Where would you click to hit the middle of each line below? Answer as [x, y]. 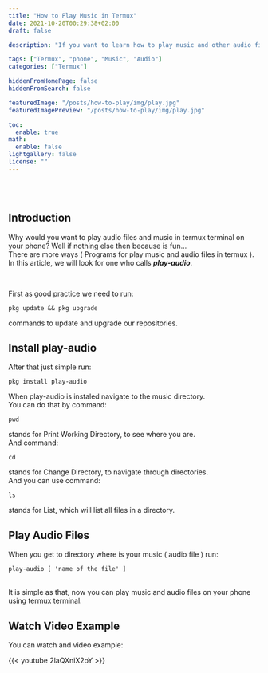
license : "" [28, 162]
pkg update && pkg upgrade [53, 308]
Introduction [40, 218]
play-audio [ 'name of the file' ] [67, 569]
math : [17, 140]
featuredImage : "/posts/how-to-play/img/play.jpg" [94, 103]
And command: [33, 443]
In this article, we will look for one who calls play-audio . [100, 262]
